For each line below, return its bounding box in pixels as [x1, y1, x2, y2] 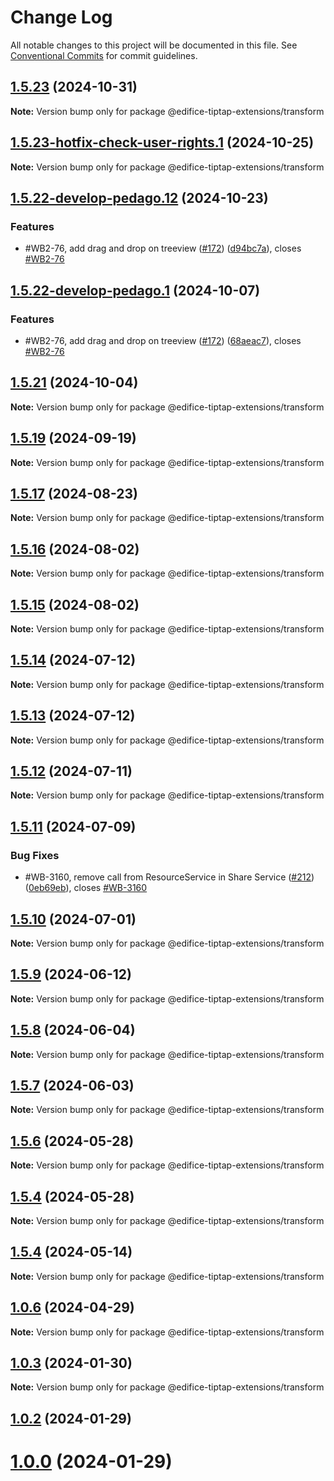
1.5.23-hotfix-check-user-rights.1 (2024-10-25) [10, 134, 315, 151]
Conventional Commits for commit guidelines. [10, 49, 198, 61]
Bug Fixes [10, 848, 60, 862]
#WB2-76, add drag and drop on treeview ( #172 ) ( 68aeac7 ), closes [24, 334, 302, 346]
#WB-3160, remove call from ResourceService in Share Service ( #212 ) [24, 871, 315, 883]
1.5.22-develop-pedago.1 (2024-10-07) [10, 282, 261, 299]
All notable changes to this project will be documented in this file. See [10, 39, 298, 51]
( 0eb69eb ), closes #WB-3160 [24, 882, 148, 894]
